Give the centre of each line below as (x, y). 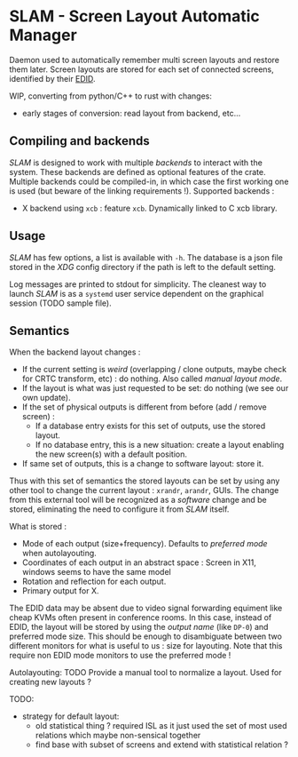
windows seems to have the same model (96, 572)
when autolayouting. (59, 554)
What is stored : (38, 527)
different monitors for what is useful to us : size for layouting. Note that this (146, 646)
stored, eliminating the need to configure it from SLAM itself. (119, 509)
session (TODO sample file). (61, 303)
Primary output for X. (60, 591)
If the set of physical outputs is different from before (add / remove (145, 407)
